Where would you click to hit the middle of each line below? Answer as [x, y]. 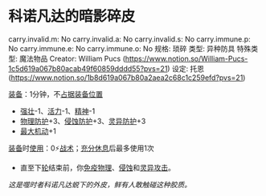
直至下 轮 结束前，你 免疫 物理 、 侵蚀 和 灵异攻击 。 [97, 167]
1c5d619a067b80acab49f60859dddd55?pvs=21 [88, 68]
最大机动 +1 [38, 131]
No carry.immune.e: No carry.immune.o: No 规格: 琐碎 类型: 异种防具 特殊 [130, 48]
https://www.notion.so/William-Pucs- [186, 58]
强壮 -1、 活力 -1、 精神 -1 [57, 111]
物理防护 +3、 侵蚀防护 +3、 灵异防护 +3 [83, 121]
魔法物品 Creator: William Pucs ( [72, 58]
